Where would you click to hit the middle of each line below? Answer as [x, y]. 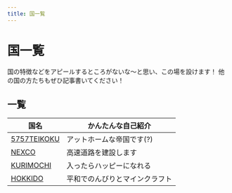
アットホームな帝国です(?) [110, 140]
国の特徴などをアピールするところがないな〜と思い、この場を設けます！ [112, 72]
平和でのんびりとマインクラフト [119, 179]
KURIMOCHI [31, 166]
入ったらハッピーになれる [109, 166]
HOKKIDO [27, 178]
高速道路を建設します [102, 153]
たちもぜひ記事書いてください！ [78, 80]
